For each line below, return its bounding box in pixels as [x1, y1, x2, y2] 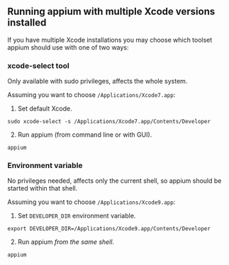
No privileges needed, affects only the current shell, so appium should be [7, 176, 222, 185]
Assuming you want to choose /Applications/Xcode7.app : [7, 91, 176, 99]
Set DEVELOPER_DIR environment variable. [17, 212, 136, 220]
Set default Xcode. [17, 104, 72, 113]
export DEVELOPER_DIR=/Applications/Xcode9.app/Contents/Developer [7, 225, 211, 232]
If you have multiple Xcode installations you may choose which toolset [7, 35, 213, 44]
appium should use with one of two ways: [7, 43, 129, 52]
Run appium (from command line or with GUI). [17, 130, 152, 139]
